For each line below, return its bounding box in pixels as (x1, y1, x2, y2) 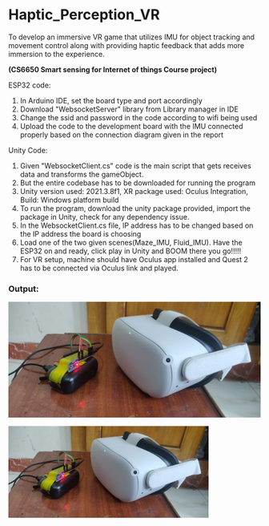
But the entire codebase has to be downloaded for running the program (19, 178, 256, 188)
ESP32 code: (8, 80, 51, 90)
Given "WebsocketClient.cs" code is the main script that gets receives (19, 160, 252, 170)
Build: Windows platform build (19, 195, 119, 204)
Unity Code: (8, 145, 48, 155)
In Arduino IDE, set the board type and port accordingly (19, 95, 203, 105)
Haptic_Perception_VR (8, 6, 160, 24)
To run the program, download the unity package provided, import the (19, 203, 251, 213)
